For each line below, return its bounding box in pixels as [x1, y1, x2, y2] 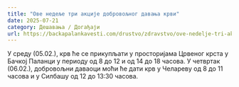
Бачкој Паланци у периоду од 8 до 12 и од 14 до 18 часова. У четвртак [7, 57, 221, 66]
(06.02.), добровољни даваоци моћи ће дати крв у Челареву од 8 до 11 [7, 64, 223, 73]
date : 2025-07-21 [7, 17, 59, 24]
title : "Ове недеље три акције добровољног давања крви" [7, 10, 180, 18]
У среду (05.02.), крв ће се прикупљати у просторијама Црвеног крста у [7, 50, 229, 58]
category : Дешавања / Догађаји [7, 23, 100, 30]
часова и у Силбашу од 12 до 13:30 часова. [7, 72, 139, 81]
